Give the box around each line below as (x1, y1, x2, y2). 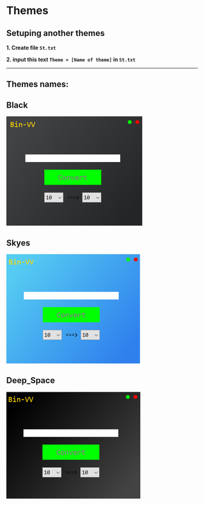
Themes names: (6, 79, 69, 90)
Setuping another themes (6, 28, 105, 38)
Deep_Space (6, 375, 55, 386)
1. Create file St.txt (6, 44, 56, 51)
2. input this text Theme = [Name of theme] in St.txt (6, 56, 136, 63)
